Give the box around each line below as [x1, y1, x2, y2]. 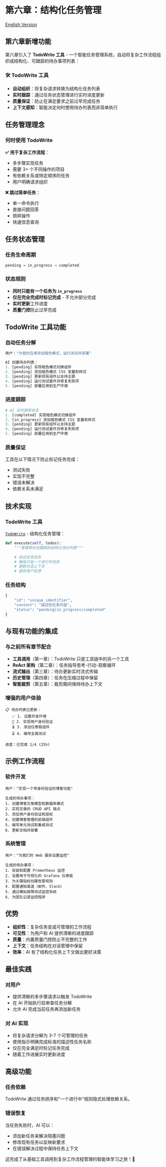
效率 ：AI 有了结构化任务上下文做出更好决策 [12, 949, 101, 955]
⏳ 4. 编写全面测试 [11, 731, 46, 736]
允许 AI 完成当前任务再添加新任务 [12, 1006, 81, 1012]
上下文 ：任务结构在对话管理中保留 [12, 943, 83, 949]
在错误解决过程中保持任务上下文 [12, 1145, 78, 1151]
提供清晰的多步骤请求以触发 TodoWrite [12, 994, 92, 1000]
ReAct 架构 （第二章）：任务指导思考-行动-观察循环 [12, 662, 116, 668]
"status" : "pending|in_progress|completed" [14, 607, 106, 613]
